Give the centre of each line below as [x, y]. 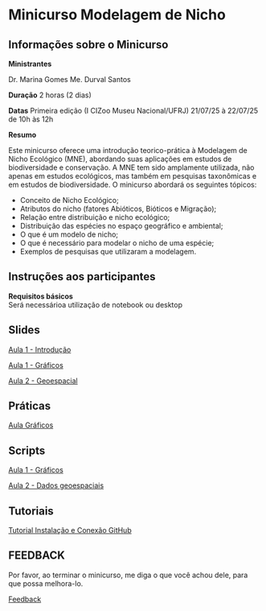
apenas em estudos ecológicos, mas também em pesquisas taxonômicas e [133, 176]
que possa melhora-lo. [46, 583]
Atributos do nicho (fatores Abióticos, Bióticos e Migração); [118, 208]
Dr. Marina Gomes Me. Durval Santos [70, 79]
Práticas [29, 406]
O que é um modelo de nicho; [69, 234]
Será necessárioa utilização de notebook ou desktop [96, 304]
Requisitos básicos [41, 296]
